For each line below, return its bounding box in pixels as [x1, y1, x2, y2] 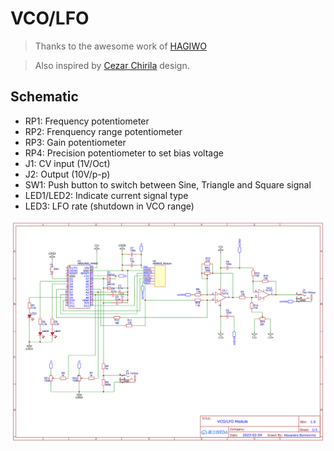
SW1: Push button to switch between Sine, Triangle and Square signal [24, 178, 312, 191]
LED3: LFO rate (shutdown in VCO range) [24, 200, 195, 212]
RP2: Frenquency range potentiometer [24, 125, 183, 137]
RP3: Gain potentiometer [24, 136, 127, 148]
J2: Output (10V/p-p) [24, 168, 111, 180]
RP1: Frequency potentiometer [24, 115, 150, 127]
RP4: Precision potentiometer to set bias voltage [24, 147, 224, 159]
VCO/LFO [10, 7, 90, 30]
